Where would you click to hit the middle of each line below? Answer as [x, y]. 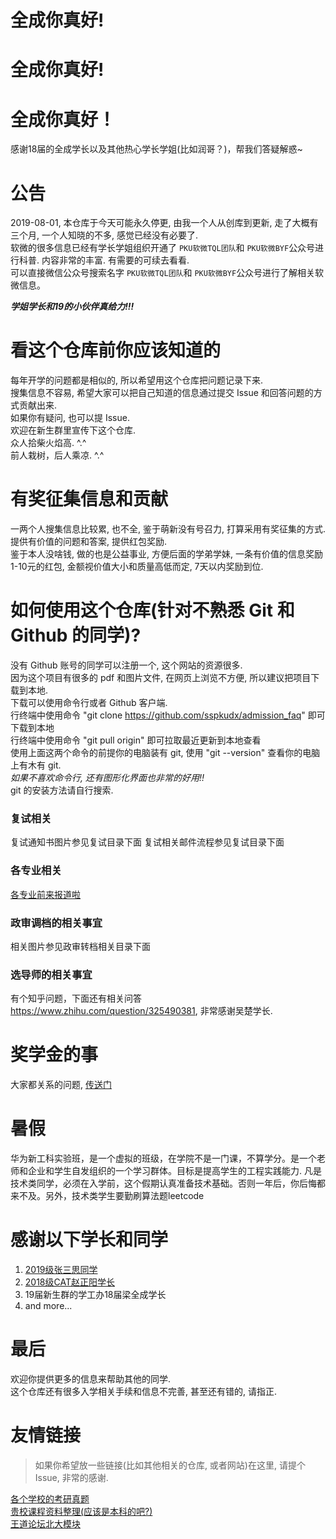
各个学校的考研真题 [50, 1498]
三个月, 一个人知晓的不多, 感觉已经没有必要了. [104, 235]
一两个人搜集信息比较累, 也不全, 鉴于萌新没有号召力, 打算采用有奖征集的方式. [168, 529]
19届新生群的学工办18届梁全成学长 [95, 1295]
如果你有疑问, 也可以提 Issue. [70, 418]
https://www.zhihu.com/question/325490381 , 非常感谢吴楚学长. [141, 1011]
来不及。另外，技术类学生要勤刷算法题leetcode [107, 1196]
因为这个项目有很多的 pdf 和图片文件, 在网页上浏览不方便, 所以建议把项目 [161, 678]
